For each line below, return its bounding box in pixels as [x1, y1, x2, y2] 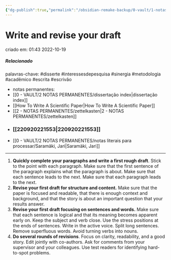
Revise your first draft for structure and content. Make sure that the [12, 185, 158, 191]
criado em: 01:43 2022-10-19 [5, 46, 66, 53]
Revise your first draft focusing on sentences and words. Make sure [12, 206, 159, 212]
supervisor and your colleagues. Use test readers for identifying [12, 244, 147, 250]
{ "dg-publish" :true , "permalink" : [5, 7, 76, 13]
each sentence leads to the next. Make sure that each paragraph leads [12, 174, 161, 180]
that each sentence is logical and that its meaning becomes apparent [12, 212, 158, 218]
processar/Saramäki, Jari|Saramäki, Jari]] [12, 143, 100, 149]
